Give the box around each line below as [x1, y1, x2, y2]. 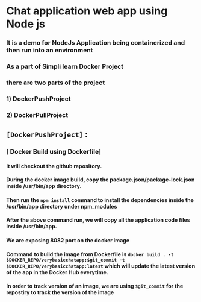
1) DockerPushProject [6, 95, 71, 103]
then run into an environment [6, 46, 93, 55]
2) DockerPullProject [6, 110, 68, 119]
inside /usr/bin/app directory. [6, 183, 82, 190]
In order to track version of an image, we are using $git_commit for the [6, 282, 184, 290]
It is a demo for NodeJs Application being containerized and [6, 39, 185, 47]
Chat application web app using [6, 4, 168, 18]
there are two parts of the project [6, 78, 105, 87]
